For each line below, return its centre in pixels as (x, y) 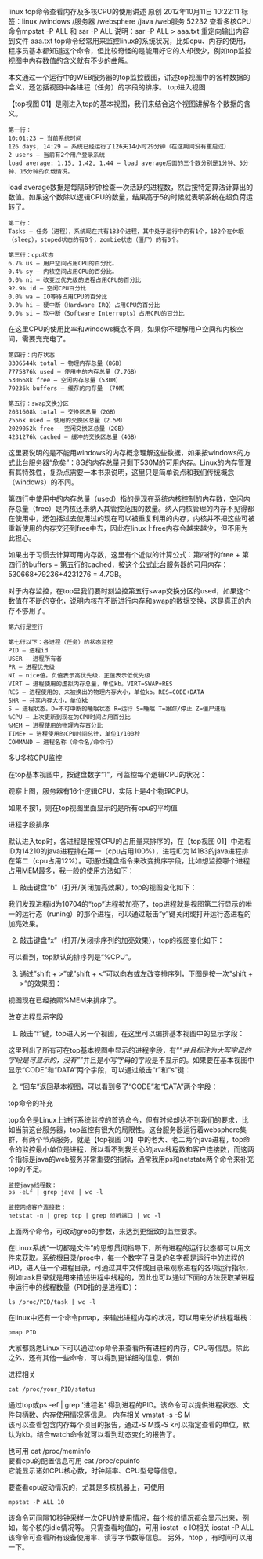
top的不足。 (27, 1169)
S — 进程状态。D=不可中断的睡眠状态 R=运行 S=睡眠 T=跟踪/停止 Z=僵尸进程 (117, 709)
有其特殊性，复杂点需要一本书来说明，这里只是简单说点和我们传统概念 (121, 472)
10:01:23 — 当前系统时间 (45, 138)
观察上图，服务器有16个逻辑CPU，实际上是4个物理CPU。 (101, 791)
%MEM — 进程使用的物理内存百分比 (56, 725)
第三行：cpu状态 (31, 255)
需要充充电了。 (46, 339)
